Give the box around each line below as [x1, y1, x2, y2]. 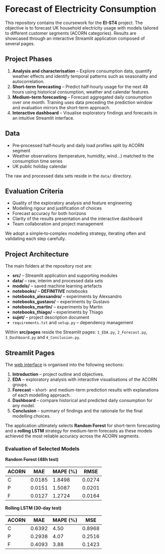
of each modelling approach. [12, 392, 71, 398]
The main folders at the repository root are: [5, 263, 93, 269]
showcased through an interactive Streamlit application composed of [5, 35, 145, 41]
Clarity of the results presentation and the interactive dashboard [12, 215, 143, 222]
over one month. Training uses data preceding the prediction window [12, 99, 153, 105]
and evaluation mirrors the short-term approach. [12, 104, 111, 110]
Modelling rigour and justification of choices [12, 205, 102, 211]
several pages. [5, 40, 35, 46]
